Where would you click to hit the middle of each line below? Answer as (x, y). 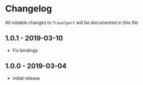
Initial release (26, 78)
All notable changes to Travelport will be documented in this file (72, 22)
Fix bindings (25, 50)
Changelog (29, 9)
